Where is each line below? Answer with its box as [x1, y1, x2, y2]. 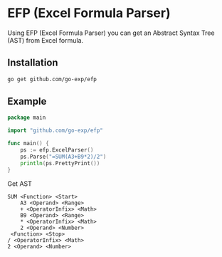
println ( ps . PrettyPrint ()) [20, 159, 100, 167]
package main [7, 114, 46, 122]
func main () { [7, 140, 50, 147]
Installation [7, 57, 58, 69]
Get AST [7, 179, 32, 188]
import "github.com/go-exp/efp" [7, 127, 103, 135]
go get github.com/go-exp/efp [7, 75, 97, 83]
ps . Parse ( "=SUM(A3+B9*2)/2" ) [20, 153, 107, 160]
